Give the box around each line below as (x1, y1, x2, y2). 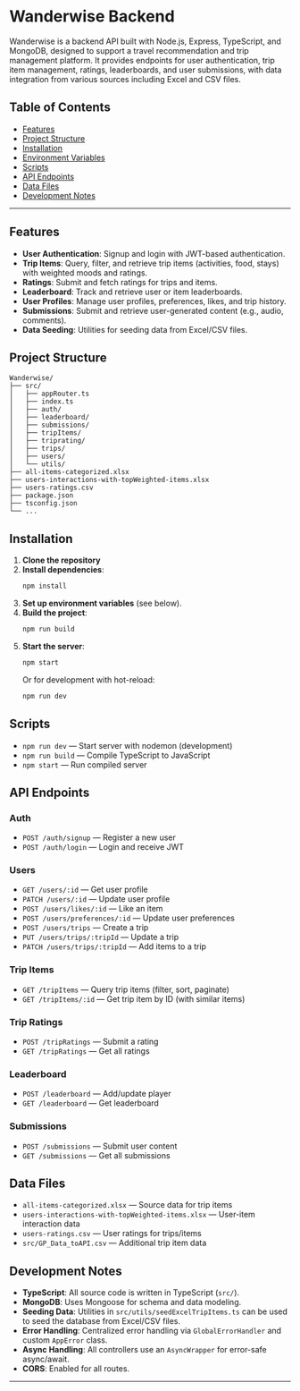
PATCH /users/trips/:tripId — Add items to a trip (21, 941, 207, 952)
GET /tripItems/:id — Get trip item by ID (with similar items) (21, 993, 246, 1004)
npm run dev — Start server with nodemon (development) (21, 740, 233, 751)
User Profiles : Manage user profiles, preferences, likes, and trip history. (21, 295, 287, 306)
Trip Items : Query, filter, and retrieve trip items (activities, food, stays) (21, 258, 279, 268)
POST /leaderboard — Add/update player (21, 1089, 171, 1099)
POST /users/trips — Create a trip (21, 922, 149, 933)
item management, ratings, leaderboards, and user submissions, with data (9, 64, 282, 75)
